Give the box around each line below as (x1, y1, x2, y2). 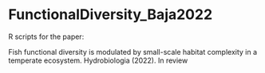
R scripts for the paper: (8, 32, 85, 41)
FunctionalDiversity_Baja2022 (8, 6, 213, 24)
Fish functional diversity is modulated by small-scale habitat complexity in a (8, 47, 258, 56)
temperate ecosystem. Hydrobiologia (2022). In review (8, 56, 188, 65)
